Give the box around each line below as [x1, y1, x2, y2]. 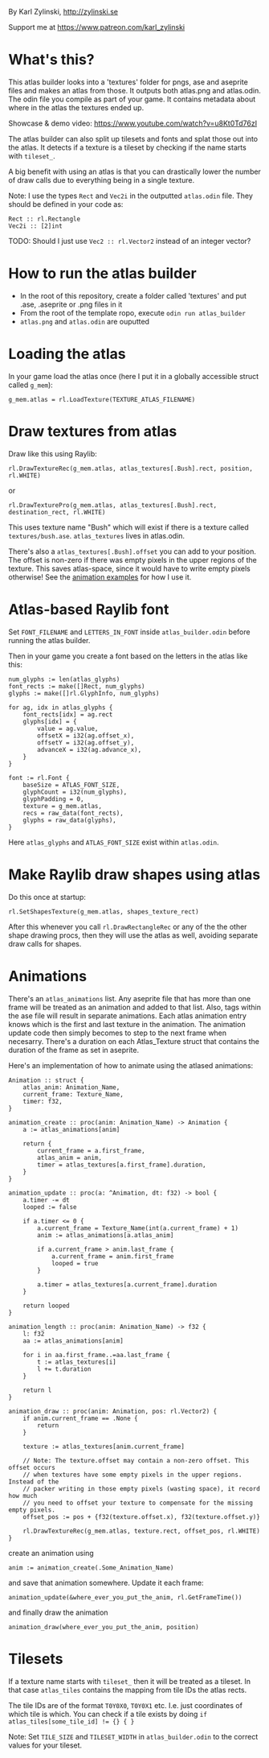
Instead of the [8, 1477, 59, 1486]
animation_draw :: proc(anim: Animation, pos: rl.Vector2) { [8, 1407, 218, 1415]
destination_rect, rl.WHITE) [8, 508, 106, 516]
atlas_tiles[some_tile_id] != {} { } [8, 1718, 135, 1726]
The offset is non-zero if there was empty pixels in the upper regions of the [8, 555, 257, 564]
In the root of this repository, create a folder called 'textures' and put [19, 291, 247, 300]
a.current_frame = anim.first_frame [51, 1252, 174, 1261]
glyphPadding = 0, [22, 794, 84, 803]
